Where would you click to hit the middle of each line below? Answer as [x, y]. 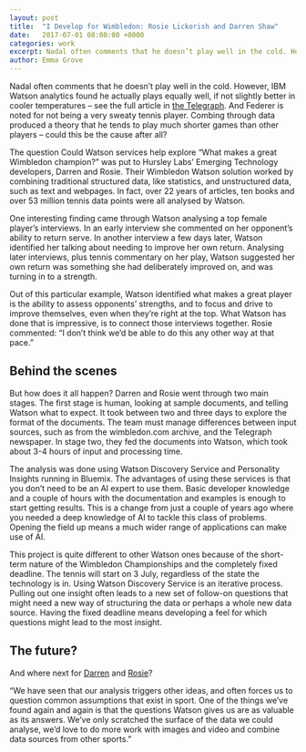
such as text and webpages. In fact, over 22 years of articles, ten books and [152, 191]
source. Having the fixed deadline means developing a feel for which [138, 613]
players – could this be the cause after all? [88, 134]
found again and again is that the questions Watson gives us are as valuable [152, 710]
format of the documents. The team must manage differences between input [153, 422]
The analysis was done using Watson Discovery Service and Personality [145, 469]
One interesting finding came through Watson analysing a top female [138, 218]
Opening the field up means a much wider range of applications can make [148, 527]
